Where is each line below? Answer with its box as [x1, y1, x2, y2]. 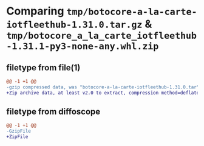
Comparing [6, 4, 64, 18]
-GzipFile [6, 128, 32, 134]
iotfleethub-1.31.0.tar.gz [6, 19, 143, 31]
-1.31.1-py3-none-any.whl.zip [6, 41, 159, 52]
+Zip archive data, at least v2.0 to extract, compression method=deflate [6, 90, 200, 96]
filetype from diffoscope [6, 107, 101, 117]
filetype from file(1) [6, 62, 81, 73]
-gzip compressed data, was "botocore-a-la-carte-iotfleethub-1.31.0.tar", [6, 84, 202, 90]
